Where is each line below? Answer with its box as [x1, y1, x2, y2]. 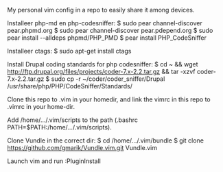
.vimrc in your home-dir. [7, 103, 75, 110]
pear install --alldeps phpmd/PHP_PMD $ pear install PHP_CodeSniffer [7, 34, 207, 42]
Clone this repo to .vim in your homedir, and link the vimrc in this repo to [7, 95, 211, 103]
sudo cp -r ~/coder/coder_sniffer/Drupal [51, 75, 165, 83]
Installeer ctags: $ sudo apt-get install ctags [7, 47, 132, 55]
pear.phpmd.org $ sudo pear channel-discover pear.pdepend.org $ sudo [7, 27, 213, 34]
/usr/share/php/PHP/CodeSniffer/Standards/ [7, 82, 132, 90]
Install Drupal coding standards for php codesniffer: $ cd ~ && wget [7, 60, 198, 68]
